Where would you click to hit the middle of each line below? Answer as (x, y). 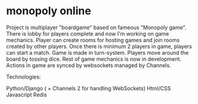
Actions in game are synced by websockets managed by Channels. (89, 65)
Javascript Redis (27, 94)
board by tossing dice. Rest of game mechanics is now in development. (94, 59)
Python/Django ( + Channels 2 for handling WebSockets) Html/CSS (89, 88)
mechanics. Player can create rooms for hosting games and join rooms (93, 40)
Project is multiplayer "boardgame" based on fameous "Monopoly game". (96, 27)
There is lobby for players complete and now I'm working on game (88, 33)
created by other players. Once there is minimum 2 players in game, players (99, 46)
